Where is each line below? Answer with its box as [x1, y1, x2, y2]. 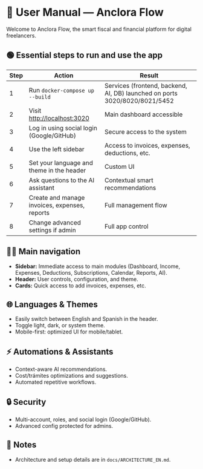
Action [54, 71, 74, 79]
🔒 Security [6, 396, 47, 407]
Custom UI [105, 162, 135, 171]
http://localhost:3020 [28, 114, 89, 122]
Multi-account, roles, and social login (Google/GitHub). [14, 416, 152, 423]
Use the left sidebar [28, 145, 85, 153]
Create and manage [28, 193, 85, 202]
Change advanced [28, 218, 82, 226]
